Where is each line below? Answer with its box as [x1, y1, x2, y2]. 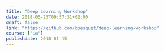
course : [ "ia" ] [6, 30, 44, 36]
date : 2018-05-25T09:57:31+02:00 [6, 14, 88, 20]
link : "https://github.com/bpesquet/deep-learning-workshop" [6, 25, 160, 31]
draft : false [6, 19, 38, 25]
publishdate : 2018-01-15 [6, 36, 67, 42]
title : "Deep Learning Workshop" [6, 8, 88, 15]
